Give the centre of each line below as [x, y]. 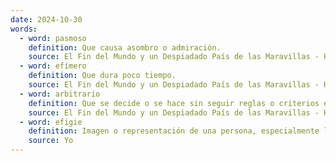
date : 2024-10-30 [46, 19]
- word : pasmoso [53, 38]
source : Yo [51, 141]
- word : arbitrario [60, 94]
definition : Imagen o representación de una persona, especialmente [174, 131]
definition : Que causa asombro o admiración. [125, 47]
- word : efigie [51, 122]
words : [24, 29]
